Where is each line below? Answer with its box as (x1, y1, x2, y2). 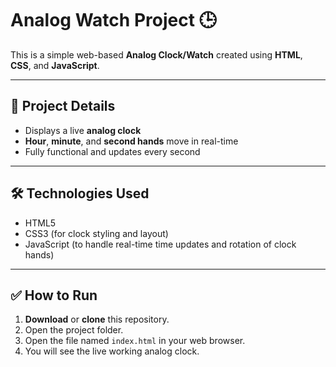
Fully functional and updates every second (24, 145, 201, 157)
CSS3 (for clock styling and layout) (24, 227, 169, 239)
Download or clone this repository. (24, 313, 170, 326)
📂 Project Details (10, 98, 116, 115)
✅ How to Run (10, 287, 98, 304)
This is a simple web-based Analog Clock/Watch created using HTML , (10, 48, 303, 61)
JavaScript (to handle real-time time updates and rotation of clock (24, 238, 297, 250)
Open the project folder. (24, 324, 124, 336)
